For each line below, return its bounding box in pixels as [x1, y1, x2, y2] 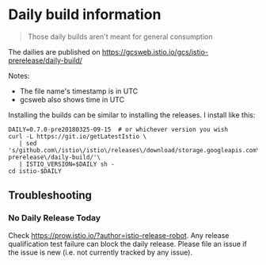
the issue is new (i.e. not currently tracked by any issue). [8, 248, 192, 257]
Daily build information [8, 6, 161, 24]
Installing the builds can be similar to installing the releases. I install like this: [8, 109, 256, 120]
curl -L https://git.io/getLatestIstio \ [8, 132, 147, 140]
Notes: [8, 71, 30, 80]
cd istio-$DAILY [8, 167, 62, 175]
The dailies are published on [8, 47, 101, 56]
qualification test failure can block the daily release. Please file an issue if [8, 239, 247, 248]
